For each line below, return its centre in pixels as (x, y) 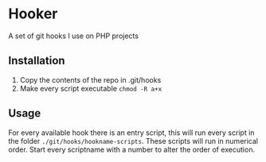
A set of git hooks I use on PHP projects (74, 36)
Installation (37, 61)
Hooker (33, 14)
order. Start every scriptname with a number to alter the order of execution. (132, 149)
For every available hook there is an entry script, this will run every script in (131, 133)
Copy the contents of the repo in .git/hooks (90, 79)
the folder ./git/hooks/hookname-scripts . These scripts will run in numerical (133, 141)
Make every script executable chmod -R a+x (91, 88)
